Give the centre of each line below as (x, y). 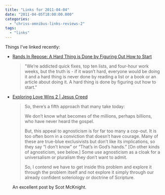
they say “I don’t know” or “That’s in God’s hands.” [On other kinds (92, 147)
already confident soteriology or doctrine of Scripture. (80, 177)
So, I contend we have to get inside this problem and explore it (88, 167)
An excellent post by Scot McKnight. (49, 187)
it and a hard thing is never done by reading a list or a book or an (90, 77)
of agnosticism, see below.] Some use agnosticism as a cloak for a (92, 152)
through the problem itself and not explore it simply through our (89, 172)
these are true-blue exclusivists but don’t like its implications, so (90, 141)
